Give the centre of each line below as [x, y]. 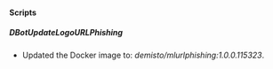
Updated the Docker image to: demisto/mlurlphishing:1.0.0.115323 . [143, 55]
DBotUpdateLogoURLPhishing [66, 33]
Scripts [23, 12]
